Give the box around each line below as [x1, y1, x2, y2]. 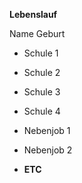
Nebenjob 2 [23, 144, 73, 156]
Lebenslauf [9, 9, 58, 20]
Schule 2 [23, 67, 61, 78]
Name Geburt [9, 28, 66, 39]
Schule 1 [23, 47, 59, 59]
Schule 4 [23, 105, 61, 117]
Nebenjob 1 [23, 125, 71, 136]
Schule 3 [23, 86, 61, 98]
